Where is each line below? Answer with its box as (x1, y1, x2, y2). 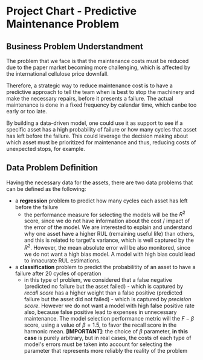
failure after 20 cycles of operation (14, 270, 101, 277)
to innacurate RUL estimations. (24, 257, 101, 264)
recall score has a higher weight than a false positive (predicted (24, 289, 183, 296)
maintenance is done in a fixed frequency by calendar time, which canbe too (6, 101, 197, 108)
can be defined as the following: (6, 185, 86, 192)
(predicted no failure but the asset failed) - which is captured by (24, 283, 183, 290)
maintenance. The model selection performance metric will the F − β (24, 315, 195, 322)
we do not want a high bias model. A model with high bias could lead (24, 250, 195, 258)
